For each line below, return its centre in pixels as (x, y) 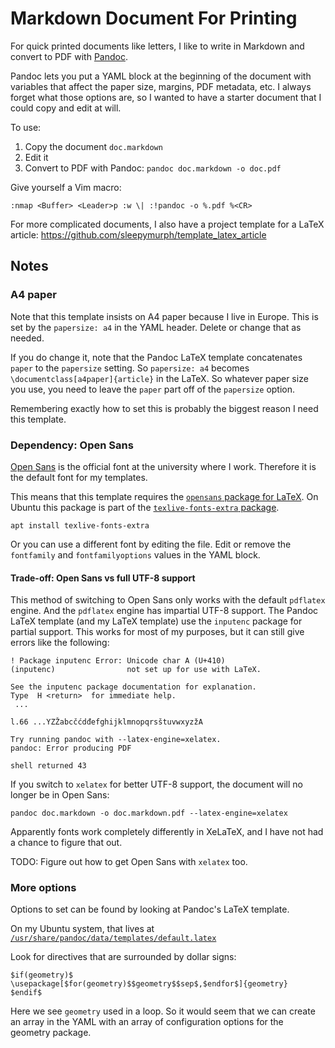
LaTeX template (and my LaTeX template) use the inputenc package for (156, 621)
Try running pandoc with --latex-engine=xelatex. (116, 740)
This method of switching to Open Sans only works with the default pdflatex (168, 600)
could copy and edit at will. (66, 108)
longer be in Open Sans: (60, 795)
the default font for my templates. (79, 477)
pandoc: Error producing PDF (71, 748)
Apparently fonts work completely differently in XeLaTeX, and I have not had (167, 832)
